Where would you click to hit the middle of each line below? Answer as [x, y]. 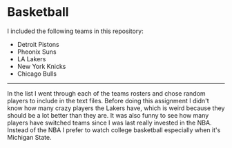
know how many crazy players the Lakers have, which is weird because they [116, 108]
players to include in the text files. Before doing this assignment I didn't [108, 101]
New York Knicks [41, 66]
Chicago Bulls [37, 74]
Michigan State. [29, 137]
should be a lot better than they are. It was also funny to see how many [108, 115]
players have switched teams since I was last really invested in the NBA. [109, 123]
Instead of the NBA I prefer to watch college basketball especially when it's [114, 130]
